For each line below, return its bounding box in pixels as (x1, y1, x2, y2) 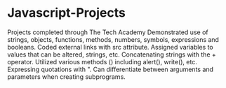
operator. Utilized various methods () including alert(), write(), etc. (7, 57, 198, 66)
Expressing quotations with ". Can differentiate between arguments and (7, 65, 214, 73)
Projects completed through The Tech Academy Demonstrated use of (7, 28, 208, 36)
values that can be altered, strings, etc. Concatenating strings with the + (7, 50, 216, 59)
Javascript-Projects (7, 5, 126, 21)
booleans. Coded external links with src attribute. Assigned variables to (7, 43, 214, 51)
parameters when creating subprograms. (7, 72, 126, 81)
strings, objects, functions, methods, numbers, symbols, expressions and (7, 35, 220, 43)
